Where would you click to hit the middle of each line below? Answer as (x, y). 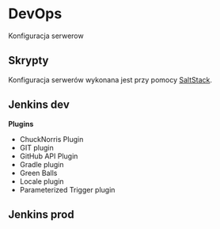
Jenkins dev (39, 105)
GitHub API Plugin (49, 156)
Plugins (21, 124)
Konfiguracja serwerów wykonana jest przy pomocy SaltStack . (110, 79)
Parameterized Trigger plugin (67, 189)
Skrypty (28, 61)
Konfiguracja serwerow (46, 36)
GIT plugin (36, 147)
